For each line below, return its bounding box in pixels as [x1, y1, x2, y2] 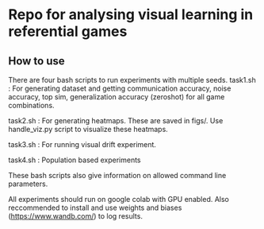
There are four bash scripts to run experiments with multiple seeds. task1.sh [8, 76, 256, 84]
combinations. [8, 101, 55, 110]
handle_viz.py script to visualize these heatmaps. [8, 125, 168, 134]
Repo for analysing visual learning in [8, 6, 254, 24]
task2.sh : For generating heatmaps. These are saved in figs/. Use [8, 116, 224, 125]
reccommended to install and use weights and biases [8, 203, 182, 212]
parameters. [8, 179, 48, 188]
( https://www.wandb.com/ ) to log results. [8, 212, 143, 220]
